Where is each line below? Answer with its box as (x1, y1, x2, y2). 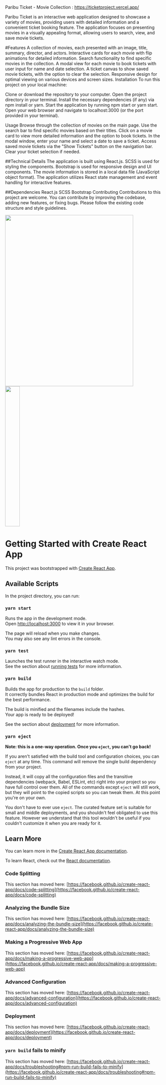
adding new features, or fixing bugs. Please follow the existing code (5, 200, 144, 206)
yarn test (5, 648, 29, 654)
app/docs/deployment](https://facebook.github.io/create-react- (5, 1029, 135, 1035)
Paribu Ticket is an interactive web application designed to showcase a (5, 14, 150, 19)
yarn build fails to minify (5, 1047, 66, 1054)
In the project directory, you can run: (5, 593, 80, 599)
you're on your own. (5, 795, 46, 801)
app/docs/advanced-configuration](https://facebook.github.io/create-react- (5, 995, 161, 1001)
